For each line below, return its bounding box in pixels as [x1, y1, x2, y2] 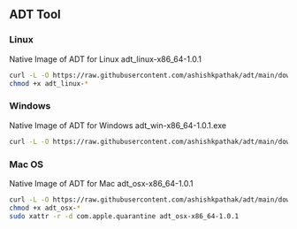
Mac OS [9, 158, 44, 171]
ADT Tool [9, 7, 61, 22]
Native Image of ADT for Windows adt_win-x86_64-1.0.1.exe [9, 119, 227, 131]
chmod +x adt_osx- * [9, 203, 81, 212]
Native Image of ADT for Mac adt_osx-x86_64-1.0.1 [9, 178, 194, 188]
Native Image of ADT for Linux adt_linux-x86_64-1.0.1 [9, 53, 202, 65]
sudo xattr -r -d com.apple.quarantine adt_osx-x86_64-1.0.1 [9, 211, 240, 220]
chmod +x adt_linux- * [9, 79, 89, 88]
